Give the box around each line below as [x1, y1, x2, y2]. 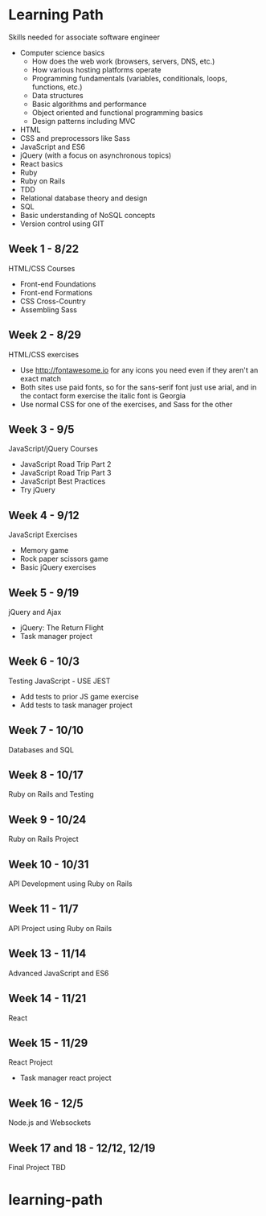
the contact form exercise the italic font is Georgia [19, 390, 186, 400]
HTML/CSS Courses [8, 263, 76, 273]
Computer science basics [19, 47, 105, 57]
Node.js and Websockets [8, 1118, 92, 1127]
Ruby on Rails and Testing [8, 789, 94, 799]
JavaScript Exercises [8, 530, 78, 540]
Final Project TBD [8, 1162, 66, 1172]
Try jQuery [19, 485, 56, 495]
